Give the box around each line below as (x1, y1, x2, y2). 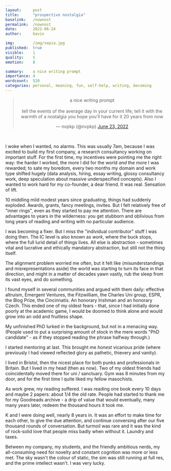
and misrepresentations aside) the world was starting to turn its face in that (5, 265, 163, 271)
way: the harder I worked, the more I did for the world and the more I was (5, 159, 159, 165)
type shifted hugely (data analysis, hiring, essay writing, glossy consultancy (5, 170, 165, 177)
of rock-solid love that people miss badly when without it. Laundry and (5, 428, 154, 434)
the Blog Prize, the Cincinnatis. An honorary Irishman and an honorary (5, 297, 153, 303)
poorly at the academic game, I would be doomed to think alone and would (5, 308, 163, 314)
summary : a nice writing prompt (5, 69, 81, 74)
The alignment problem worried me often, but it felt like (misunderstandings (5, 260, 164, 266)
